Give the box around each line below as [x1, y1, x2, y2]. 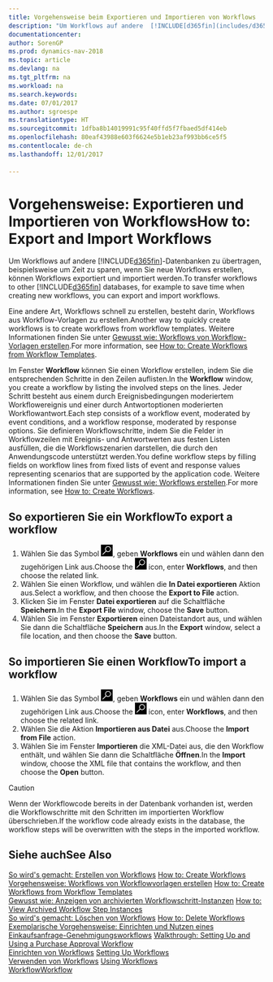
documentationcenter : [8, 30, 82, 38]
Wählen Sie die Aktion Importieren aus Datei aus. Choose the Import [19, 724, 249, 734]
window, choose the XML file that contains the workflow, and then [19, 758, 241, 768]
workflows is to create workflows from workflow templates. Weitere [8, 324, 235, 333]
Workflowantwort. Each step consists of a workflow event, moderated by [8, 409, 250, 419]
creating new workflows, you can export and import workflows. [8, 291, 221, 301]
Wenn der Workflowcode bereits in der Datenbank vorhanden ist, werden [8, 799, 253, 809]
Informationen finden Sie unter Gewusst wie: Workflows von [8, 332, 210, 342]
